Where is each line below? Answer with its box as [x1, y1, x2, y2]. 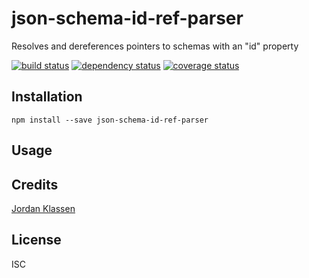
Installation [11, 88, 83, 106]
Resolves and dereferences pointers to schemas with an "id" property [11, 40, 299, 52]
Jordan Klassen [11, 202, 76, 214]
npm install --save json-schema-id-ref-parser [11, 115, 209, 125]
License [11, 232, 62, 249]
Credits [11, 176, 59, 193]
